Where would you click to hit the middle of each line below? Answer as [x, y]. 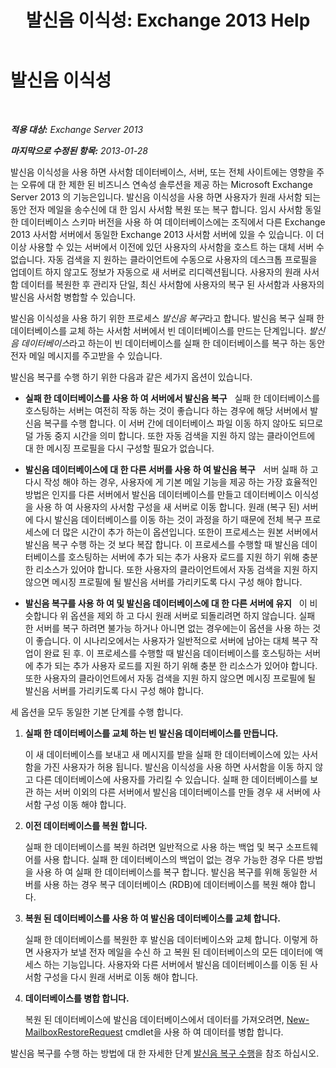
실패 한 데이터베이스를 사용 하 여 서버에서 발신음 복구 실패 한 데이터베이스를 [172, 398]
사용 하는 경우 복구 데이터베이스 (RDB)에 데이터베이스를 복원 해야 [170, 884]
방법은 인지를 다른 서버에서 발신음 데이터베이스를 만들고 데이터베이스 [158, 494]
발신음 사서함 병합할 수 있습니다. [73, 297]
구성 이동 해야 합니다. [85, 804]
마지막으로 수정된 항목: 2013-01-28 [79, 150]
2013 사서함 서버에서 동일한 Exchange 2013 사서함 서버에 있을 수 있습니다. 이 [162, 234]
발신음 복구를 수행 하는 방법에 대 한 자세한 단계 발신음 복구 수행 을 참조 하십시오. [165, 1053]
